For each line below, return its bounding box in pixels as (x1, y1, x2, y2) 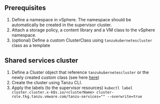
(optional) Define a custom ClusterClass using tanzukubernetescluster (11, 37, 153, 43)
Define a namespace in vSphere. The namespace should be (11, 16, 131, 22)
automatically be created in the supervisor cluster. (11, 22, 112, 28)
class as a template (11, 42, 50, 48)
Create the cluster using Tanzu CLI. (11, 79, 82, 85)
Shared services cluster (4, 57, 79, 65)
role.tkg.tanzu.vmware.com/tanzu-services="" (11, 94, 105, 99)
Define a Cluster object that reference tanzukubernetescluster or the (11, 69, 149, 75)
